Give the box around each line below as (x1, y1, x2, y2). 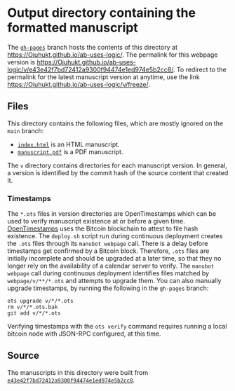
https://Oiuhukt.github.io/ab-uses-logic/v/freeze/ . (7, 80, 151, 88)
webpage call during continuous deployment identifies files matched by (7, 269, 209, 277)
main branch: (7, 126, 44, 135)
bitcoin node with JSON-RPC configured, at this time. (7, 329, 161, 338)
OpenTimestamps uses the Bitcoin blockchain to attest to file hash (7, 224, 199, 233)
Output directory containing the (7, 5, 196, 21)
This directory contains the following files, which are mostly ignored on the (7, 119, 223, 128)
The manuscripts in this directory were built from (7, 368, 149, 376)
